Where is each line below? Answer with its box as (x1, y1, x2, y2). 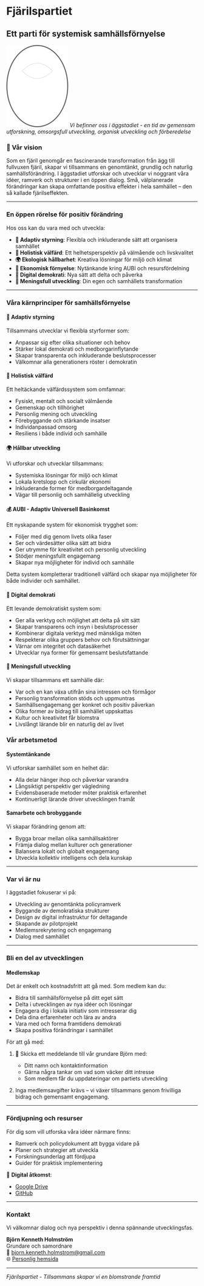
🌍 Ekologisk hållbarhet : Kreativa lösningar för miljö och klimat (15, 256, 172, 263)
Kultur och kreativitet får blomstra (15, 714, 100, 721)
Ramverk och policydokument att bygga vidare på (15, 1140, 140, 1147)
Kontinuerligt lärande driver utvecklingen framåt (15, 795, 135, 803)
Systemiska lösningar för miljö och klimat (15, 472, 118, 479)
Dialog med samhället (15, 933, 70, 940)
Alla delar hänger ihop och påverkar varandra (15, 776, 129, 783)
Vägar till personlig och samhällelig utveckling (15, 491, 131, 499)
